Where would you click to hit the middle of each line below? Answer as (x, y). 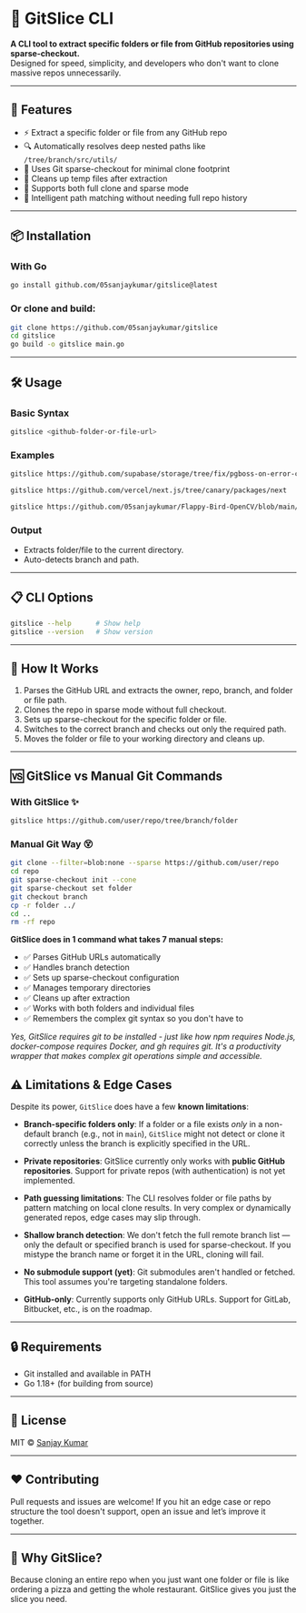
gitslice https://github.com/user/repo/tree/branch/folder (124, 821)
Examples (33, 455)
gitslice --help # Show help (76, 623)
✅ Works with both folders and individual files (109, 1008)
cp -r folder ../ (43, 905)
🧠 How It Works (54, 668)
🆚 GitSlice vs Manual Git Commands (117, 776)
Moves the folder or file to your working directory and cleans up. (144, 739)
